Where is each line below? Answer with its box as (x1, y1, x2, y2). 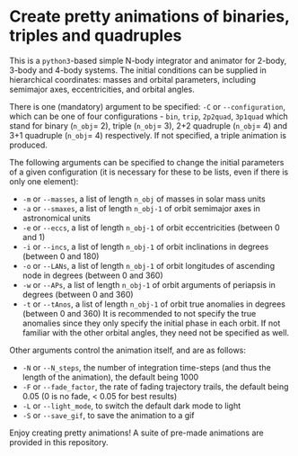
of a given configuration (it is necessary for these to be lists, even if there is (9, 166, 289, 177)
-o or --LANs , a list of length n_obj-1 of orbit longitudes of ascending (22, 260, 276, 271)
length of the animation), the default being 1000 (22, 371, 199, 382)
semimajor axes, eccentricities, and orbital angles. (9, 84, 195, 94)
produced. (9, 139, 48, 150)
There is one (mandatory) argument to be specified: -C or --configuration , (9, 101, 285, 112)
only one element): (9, 175, 79, 186)
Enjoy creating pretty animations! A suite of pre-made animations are (9, 427, 265, 438)
